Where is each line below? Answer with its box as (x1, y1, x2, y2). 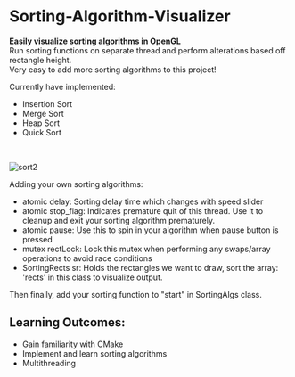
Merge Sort (21, 108, 64, 119)
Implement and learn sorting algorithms (21, 348, 168, 358)
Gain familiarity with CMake (21, 339, 124, 349)
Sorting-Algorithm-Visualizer (9, 6, 231, 27)
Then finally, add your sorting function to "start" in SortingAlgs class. (9, 289, 263, 299)
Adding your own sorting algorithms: (9, 178, 143, 189)
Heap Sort (21, 118, 61, 128)
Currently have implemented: (9, 81, 116, 92)
